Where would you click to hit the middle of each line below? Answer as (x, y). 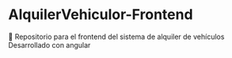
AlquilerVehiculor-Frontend (101, 15)
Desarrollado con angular (49, 44)
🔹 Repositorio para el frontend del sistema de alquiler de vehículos (116, 37)
